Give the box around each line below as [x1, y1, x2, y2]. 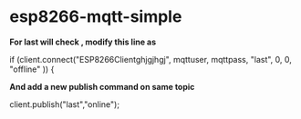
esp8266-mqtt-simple [9, 6, 182, 27]
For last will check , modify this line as [9, 36, 157, 47]
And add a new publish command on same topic [9, 81, 195, 92]
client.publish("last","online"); [9, 98, 120, 110]
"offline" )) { [9, 64, 55, 74]
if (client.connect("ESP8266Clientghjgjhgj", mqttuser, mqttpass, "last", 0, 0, [9, 54, 292, 64]
